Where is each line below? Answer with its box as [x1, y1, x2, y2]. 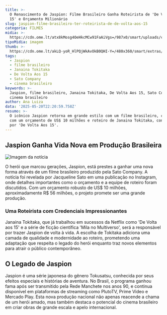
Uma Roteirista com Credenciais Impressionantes [5, 208, 127, 215]
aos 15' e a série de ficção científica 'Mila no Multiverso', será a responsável [5, 224, 161, 230]
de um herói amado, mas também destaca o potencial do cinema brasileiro [5, 299, 158, 305]
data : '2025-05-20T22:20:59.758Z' [5, 104, 77, 109]
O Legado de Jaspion [5, 260, 72, 268]
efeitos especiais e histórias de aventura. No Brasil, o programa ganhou [5, 278, 152, 284]
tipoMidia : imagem [5, 40, 43, 45]
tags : [5, 53, 16, 59]
